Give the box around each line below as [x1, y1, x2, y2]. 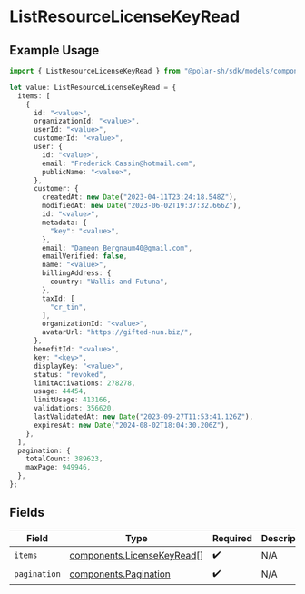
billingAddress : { [42, 269, 112, 278]
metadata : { [42, 218, 88, 227]
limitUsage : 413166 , [33, 395, 112, 405]
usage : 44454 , [33, 387, 88, 396]
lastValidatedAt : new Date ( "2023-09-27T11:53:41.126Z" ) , [33, 412, 254, 421]
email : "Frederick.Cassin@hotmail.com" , [42, 159, 197, 168]
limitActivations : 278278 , [33, 379, 136, 388]
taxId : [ [42, 293, 75, 303]
